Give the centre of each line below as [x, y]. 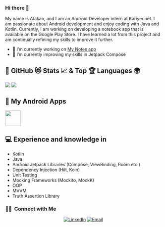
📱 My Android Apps [36, 101]
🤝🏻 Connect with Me [31, 209]
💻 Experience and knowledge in [56, 140]
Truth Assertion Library [36, 196]
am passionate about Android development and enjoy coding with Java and [82, 24]
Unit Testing [25, 175]
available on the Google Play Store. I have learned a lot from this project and [83, 35]
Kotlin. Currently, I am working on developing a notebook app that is [74, 29]
